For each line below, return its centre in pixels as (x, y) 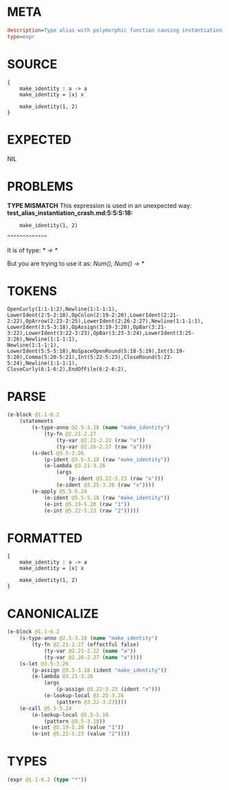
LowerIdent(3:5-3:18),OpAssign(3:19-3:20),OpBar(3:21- (87, 327)
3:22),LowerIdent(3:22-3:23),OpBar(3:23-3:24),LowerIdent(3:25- (101, 334)
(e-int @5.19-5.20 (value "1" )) (78, 728)
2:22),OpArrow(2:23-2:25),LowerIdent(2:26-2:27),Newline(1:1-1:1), (106, 321)
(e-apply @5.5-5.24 (60, 491)
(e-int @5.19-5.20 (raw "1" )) (87, 504)
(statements (36, 421)
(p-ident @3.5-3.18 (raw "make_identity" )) (107, 460)
